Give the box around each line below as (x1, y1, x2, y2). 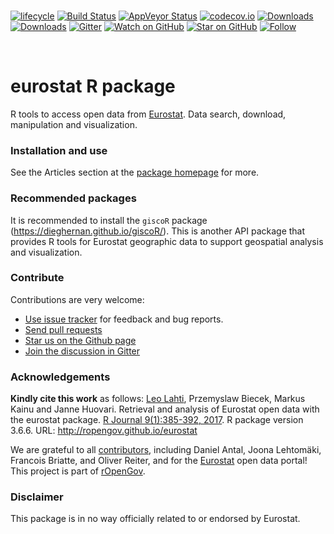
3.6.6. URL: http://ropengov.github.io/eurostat (10, 425, 198, 437)
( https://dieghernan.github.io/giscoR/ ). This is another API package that (10, 225, 306, 237)
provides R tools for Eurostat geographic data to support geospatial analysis (10, 235, 324, 247)
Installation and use (10, 143, 108, 157)
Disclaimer (10, 490, 64, 504)
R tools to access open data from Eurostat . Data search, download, (10, 108, 287, 120)
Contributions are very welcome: (10, 293, 145, 305)
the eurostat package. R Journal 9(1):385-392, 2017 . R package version (10, 414, 304, 426)
